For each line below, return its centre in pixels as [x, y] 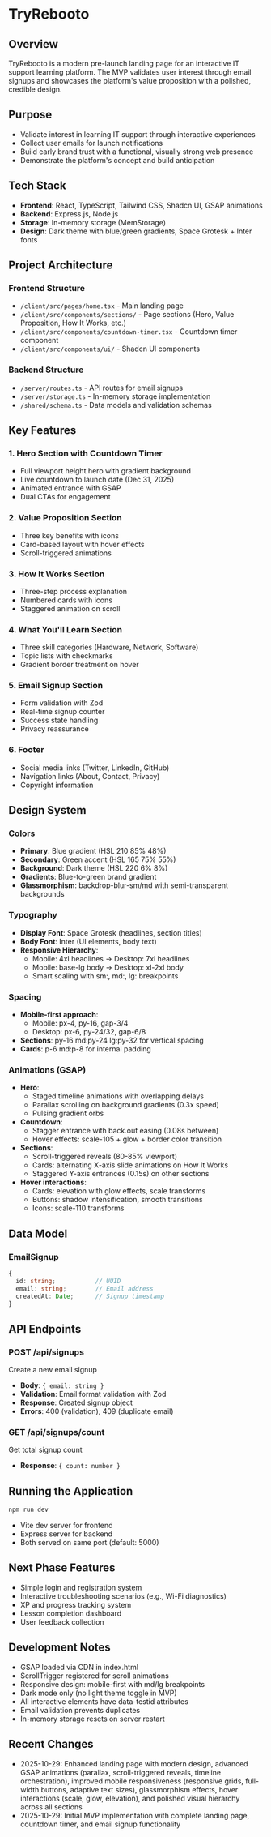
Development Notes [59, 1648]
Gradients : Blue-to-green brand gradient [88, 877]
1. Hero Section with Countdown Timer [86, 453]
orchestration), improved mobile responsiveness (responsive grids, [132, 1781]
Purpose [30, 115]
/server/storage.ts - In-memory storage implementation [115, 396]
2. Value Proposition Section [66, 518]
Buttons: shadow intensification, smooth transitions [118, 1200]
